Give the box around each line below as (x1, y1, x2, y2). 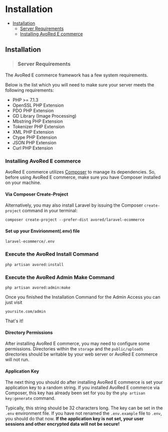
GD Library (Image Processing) (12, 113, 77, 119)
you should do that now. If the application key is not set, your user (5, 416, 144, 422)
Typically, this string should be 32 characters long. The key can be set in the (5, 405, 163, 411)
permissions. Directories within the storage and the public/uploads (5, 346, 144, 352)
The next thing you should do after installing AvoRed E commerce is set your (5, 379, 163, 385)
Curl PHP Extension (12, 145, 53, 151)
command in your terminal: (22, 208, 78, 214)
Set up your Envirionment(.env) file (5, 228, 80, 234)
